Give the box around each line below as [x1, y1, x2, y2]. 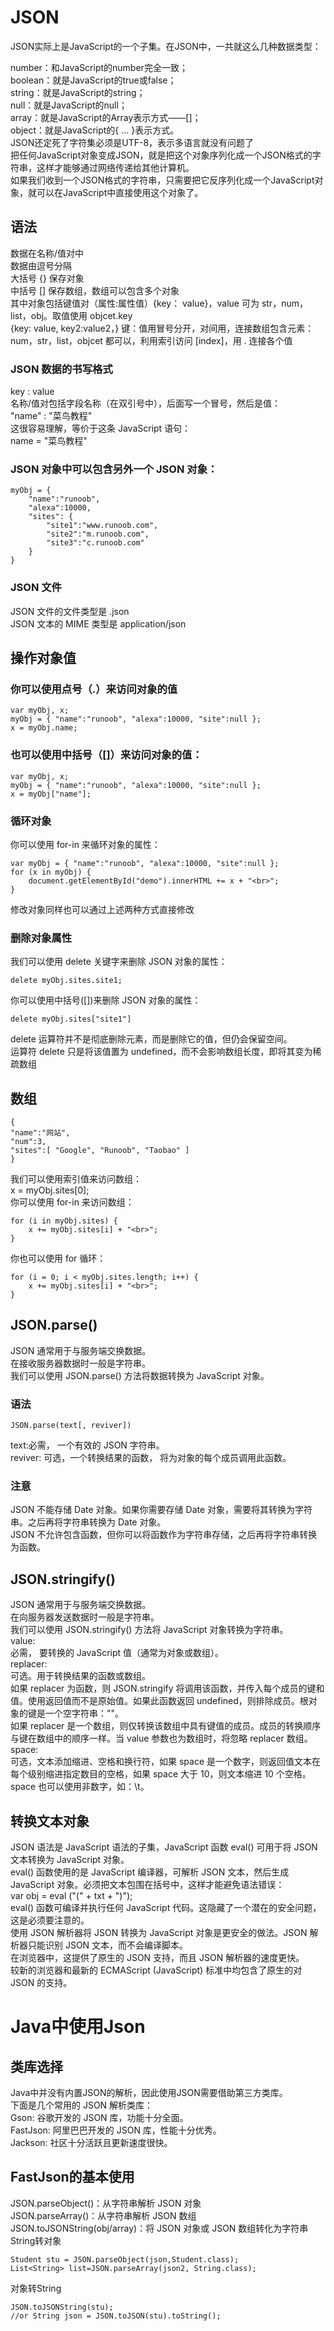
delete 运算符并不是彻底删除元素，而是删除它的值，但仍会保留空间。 [10, 1033, 293, 1045]
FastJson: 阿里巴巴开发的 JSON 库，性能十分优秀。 [10, 2124, 222, 2136]
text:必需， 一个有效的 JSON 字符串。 [10, 1439, 165, 1451]
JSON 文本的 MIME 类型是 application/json [10, 617, 187, 630]
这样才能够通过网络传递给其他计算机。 [36, 161, 195, 173]
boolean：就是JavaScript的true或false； [10, 74, 177, 86]
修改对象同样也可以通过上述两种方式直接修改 [10, 903, 195, 915]
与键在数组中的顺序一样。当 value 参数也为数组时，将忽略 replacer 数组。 [10, 1732, 313, 1745]
